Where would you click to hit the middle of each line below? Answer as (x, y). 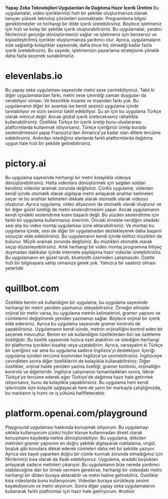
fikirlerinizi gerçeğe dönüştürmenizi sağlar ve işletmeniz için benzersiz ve (81, 34)
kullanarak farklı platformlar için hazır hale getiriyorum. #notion (70, 491)
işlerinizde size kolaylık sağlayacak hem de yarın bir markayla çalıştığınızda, (83, 388)
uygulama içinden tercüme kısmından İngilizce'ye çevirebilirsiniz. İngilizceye (83, 355)
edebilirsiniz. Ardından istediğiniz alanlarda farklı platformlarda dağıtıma (79, 138)
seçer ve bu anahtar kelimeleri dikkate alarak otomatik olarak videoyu (77, 199)
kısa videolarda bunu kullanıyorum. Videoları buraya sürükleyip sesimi (77, 480)
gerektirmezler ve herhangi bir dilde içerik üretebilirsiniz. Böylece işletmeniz (83, 24)
